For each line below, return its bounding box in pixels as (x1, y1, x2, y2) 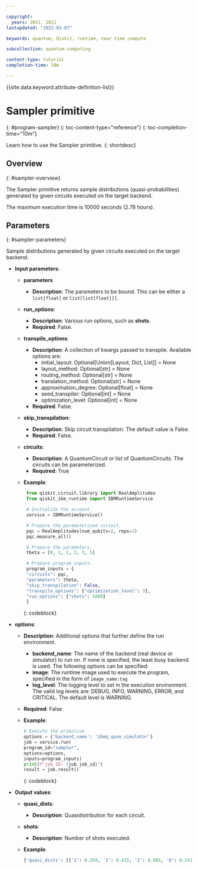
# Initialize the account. (26, 507, 93, 512)
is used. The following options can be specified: (32, 662, 149, 670)
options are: (32, 352, 62, 360)
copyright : (6, 14, 33, 19)
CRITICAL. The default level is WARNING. (32, 694, 133, 701)
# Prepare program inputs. (26, 560, 93, 567)
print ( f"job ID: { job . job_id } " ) (23, 761, 103, 767)
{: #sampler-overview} (6, 174, 61, 181)
